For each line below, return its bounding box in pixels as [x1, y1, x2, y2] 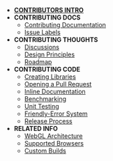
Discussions [24, 43, 59, 51]
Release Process [24, 117, 73, 125]
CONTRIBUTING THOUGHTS [13, 36, 98, 44]
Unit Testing [24, 102, 59, 110]
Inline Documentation [24, 87, 86, 95]
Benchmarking [24, 95, 67, 103]
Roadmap [24, 58, 52, 66]
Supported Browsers [24, 139, 84, 147]
